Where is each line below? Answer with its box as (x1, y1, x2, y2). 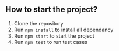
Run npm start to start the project (13, 32, 94, 39)
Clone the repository (13, 20, 64, 27)
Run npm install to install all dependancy (13, 26, 114, 33)
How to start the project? (5, 5, 98, 14)
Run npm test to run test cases (13, 38, 88, 45)
